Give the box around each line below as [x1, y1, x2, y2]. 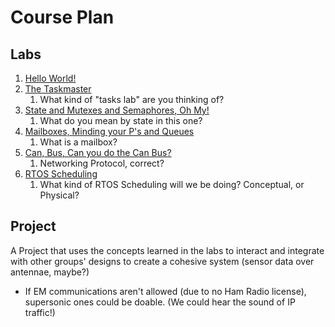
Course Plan [10, 6, 115, 29]
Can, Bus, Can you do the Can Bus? [24, 147, 172, 158]
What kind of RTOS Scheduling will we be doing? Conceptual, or [39, 179, 305, 190]
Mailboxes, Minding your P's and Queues [24, 126, 195, 137]
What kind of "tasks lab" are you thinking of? [39, 94, 225, 105]
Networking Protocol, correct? [39, 157, 165, 169]
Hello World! [24, 72, 77, 84]
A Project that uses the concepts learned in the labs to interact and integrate [10, 244, 325, 256]
